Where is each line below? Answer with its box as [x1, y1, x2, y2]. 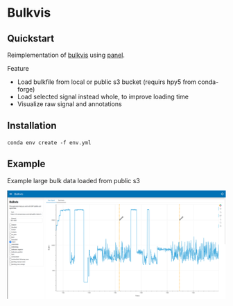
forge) [17, 85, 35, 93]
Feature [7, 65, 29, 72]
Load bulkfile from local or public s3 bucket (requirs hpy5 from [17, 78, 196, 86]
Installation [7, 120, 57, 132]
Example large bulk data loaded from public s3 [7, 176, 140, 185]
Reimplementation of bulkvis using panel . [7, 51, 125, 59]
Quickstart [7, 33, 55, 44]
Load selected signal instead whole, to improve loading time [17, 92, 189, 101]
